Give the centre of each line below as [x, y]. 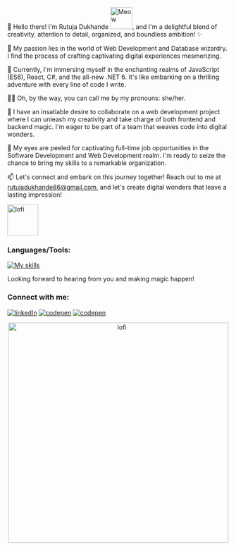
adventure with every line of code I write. [67, 84]
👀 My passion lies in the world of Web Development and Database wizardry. [117, 48]
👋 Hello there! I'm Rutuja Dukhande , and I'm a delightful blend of [112, 27]
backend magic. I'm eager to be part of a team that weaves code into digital [117, 127]
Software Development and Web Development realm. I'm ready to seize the [117, 155]
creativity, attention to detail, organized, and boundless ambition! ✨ [105, 34]
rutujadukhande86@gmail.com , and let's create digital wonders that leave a [117, 187]
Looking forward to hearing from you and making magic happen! [101, 279]
